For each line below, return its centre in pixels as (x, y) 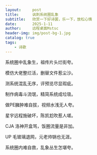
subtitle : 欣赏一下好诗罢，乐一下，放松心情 (49, 19)
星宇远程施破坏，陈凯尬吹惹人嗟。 (40, 115)
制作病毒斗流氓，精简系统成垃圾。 (40, 94)
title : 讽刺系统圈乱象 (32, 15)
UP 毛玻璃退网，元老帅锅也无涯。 (40, 136)
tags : (11, 43)
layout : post (23, 10)
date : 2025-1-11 (29, 24)
